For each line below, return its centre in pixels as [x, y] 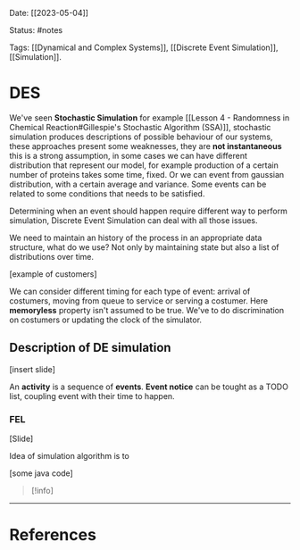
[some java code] [41, 473]
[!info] [42, 491]
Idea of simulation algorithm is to [69, 456]
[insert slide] [33, 369]
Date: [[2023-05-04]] [49, 13]
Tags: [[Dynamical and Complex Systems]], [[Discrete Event [120, 47]
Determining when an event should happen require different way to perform [148, 211]
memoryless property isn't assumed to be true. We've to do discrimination [147, 310]
